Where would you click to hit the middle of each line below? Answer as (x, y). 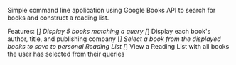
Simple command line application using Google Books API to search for (112, 10)
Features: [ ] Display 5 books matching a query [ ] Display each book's (109, 31)
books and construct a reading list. (58, 18)
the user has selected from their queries (66, 54)
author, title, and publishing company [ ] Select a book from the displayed (114, 39)
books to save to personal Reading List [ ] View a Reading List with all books (118, 46)
